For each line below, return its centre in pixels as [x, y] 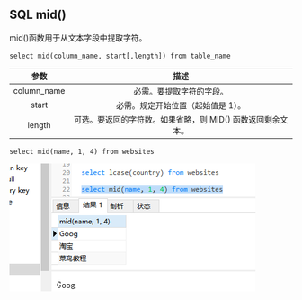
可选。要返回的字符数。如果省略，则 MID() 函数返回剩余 [177, 120]
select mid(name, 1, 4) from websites [82, 151]
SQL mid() [38, 15]
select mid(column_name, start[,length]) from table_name [120, 56]
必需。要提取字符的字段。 [181, 91]
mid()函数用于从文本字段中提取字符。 [78, 37]
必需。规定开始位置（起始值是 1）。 [181, 105]
